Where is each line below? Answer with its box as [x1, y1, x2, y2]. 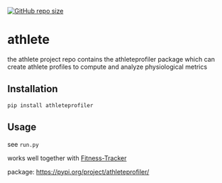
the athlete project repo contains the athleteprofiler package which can [7, 55, 215, 63]
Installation [7, 83, 58, 95]
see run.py [7, 140, 39, 148]
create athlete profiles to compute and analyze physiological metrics [7, 62, 208, 71]
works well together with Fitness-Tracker [7, 153, 127, 162]
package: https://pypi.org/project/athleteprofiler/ [7, 167, 150, 176]
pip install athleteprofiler [7, 101, 94, 109]
